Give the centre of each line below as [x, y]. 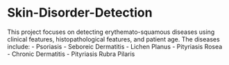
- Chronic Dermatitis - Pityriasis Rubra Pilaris [71, 54]
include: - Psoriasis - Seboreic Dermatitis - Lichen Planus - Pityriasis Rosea [115, 46]
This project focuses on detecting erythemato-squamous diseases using [111, 32]
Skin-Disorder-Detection [80, 13]
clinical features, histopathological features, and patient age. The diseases [113, 39]
